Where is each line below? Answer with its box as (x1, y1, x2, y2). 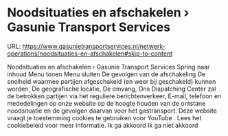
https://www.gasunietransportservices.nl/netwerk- (22, 42, 166, 50)
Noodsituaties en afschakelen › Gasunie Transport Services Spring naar (7, 63, 210, 71)
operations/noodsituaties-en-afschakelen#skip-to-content (7, 49, 173, 58)
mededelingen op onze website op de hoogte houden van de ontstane (7, 99, 206, 107)
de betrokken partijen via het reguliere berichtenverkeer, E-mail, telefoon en (7, 91, 222, 100)
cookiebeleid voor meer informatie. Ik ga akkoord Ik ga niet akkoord (7, 121, 198, 129)
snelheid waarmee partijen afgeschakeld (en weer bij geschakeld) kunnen (7, 77, 216, 85)
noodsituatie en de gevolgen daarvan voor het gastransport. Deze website (7, 106, 218, 115)
